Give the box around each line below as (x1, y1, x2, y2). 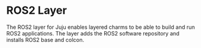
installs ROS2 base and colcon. (6, 36, 85, 43)
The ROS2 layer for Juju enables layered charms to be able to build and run (6, 23, 196, 31)
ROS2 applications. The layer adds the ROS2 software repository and (6, 29, 180, 37)
